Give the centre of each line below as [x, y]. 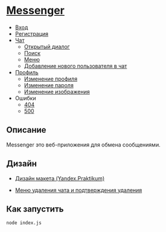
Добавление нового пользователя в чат [75, 66]
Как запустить [35, 209]
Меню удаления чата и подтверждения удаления [78, 190]
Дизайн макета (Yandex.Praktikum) [60, 178]
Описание [26, 130]
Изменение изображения [57, 91]
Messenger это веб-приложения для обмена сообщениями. [84, 144]
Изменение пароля [49, 85]
